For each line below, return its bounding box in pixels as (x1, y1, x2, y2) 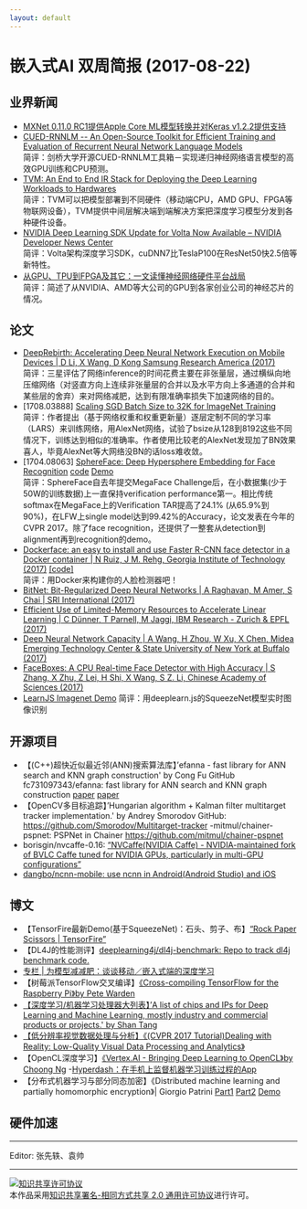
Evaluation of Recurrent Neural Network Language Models (22, 141, 243, 152)
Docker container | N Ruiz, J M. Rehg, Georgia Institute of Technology (22, 554, 286, 565)
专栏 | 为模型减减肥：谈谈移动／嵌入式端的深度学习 (22, 966, 215, 977)
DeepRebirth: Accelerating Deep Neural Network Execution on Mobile (22, 347, 285, 358)
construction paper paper (22, 790, 120, 801)
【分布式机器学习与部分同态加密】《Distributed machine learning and (22, 1076, 281, 1087)
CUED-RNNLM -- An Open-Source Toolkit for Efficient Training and (22, 131, 276, 142)
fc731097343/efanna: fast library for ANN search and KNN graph (22, 779, 268, 790)
